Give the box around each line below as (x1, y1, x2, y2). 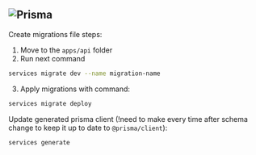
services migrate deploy (8, 99, 92, 107)
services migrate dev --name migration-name (8, 69, 161, 77)
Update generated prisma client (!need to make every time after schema (8, 114, 249, 124)
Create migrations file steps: (8, 29, 103, 39)
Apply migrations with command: (19, 84, 131, 94)
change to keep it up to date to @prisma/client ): (8, 123, 168, 132)
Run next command (19, 53, 86, 63)
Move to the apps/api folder (19, 45, 113, 55)
